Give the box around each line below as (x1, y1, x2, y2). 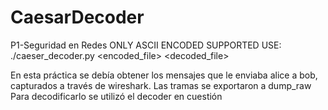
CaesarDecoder (10, 6, 145, 29)
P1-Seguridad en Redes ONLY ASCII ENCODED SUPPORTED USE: (10, 39, 282, 51)
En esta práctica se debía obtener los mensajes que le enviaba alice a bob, (10, 69, 318, 81)
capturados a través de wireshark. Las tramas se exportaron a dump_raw (10, 79, 312, 91)
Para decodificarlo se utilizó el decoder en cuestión (10, 90, 223, 102)
